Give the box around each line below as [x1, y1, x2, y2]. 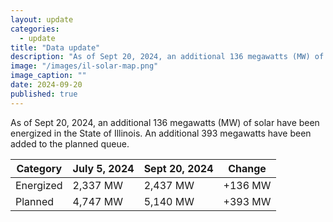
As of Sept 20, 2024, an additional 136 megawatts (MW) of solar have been [10, 116, 320, 128]
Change [228, 161, 267, 175]
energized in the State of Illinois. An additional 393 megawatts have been [10, 127, 312, 139]
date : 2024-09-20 [10, 80, 83, 90]
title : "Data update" [10, 42, 101, 53]
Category [16, 161, 63, 175]
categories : [10, 24, 60, 34]
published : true [10, 89, 78, 99]
